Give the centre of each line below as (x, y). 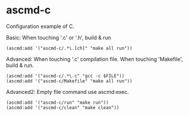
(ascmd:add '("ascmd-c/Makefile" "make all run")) (69, 81)
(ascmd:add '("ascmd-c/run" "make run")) (58, 103)
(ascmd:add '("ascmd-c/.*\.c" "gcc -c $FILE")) (65, 76)
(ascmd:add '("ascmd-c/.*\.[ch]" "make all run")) (69, 48)
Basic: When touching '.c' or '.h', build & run (59, 37)
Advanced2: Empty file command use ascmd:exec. (67, 92)
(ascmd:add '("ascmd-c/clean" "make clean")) (63, 108)
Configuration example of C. (40, 26)
